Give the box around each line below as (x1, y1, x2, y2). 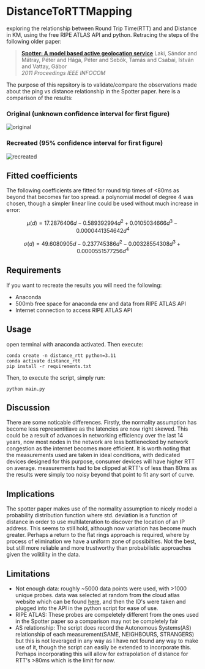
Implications (6, 488, 55, 499)
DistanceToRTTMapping (6, 4, 133, 18)
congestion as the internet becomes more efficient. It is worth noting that (6, 445, 191, 452)
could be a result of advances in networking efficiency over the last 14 (6, 432, 184, 439)
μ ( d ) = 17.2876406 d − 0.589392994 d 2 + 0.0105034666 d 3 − (26, 218, 178, 227)
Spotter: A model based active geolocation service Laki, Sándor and (21, 49, 198, 57)
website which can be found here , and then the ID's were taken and (15, 598, 186, 606)
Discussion (6, 402, 50, 413)
